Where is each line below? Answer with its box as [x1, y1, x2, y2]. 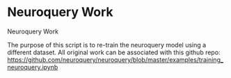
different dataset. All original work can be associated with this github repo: [7, 48, 221, 56]
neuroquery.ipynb [7, 63, 58, 71]
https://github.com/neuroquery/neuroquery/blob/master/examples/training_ [7, 55, 224, 63]
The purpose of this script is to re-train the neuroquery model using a [7, 40, 207, 49]
